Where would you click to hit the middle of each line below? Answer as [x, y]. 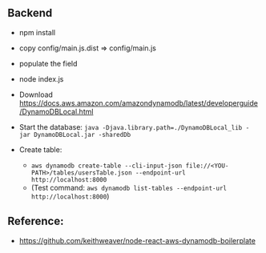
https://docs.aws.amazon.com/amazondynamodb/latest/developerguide [138, 102]
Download [36, 94]
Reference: [36, 221]
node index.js [41, 78]
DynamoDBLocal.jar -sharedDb [83, 135]
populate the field [48, 63]
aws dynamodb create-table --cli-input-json [107, 166]
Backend [30, 13]
